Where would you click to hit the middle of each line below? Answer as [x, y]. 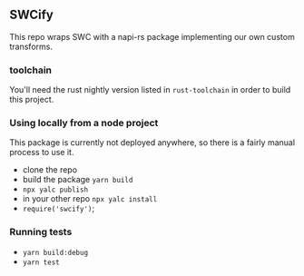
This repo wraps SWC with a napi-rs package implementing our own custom [152, 36]
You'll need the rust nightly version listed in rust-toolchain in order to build [150, 90]
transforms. [31, 46]
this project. [32, 100]
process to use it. [42, 153]
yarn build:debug [55, 252]
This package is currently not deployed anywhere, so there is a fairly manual [152, 143]
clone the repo [50, 170]
